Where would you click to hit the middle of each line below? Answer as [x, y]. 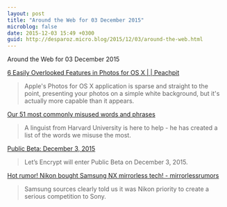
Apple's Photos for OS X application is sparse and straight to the [116, 86]
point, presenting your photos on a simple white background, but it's [122, 94]
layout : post [26, 14]
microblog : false [32, 26]
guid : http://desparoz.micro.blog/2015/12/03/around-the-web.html [105, 40]
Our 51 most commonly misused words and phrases [82, 115]
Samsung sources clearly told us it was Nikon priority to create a [117, 189]
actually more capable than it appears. [79, 101]
